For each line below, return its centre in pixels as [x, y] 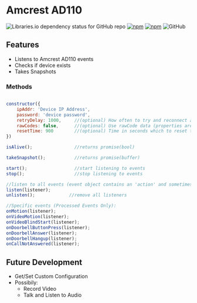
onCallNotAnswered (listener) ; [43, 244]
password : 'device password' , [54, 115]
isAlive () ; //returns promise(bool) [70, 147]
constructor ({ [23, 104]
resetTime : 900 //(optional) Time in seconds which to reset [102, 131]
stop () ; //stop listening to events [74, 173]
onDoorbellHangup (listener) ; [42, 239]
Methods [19, 87]
